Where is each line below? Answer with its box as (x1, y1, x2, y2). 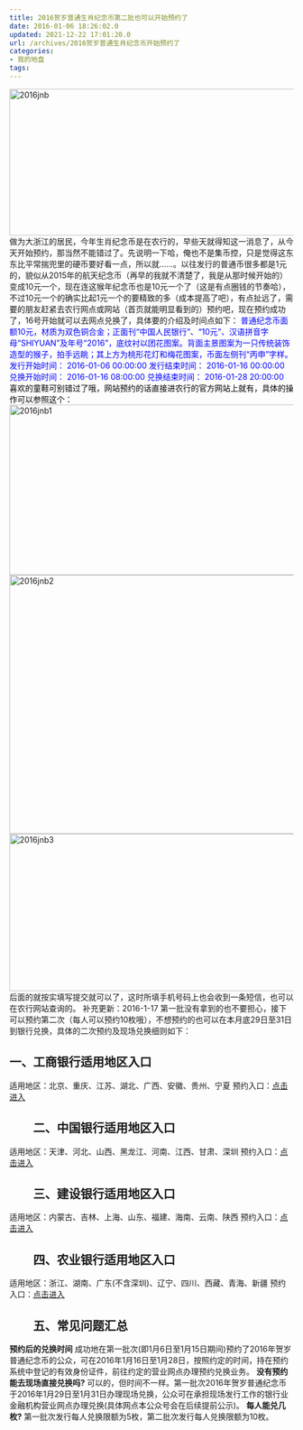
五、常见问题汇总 (32, 1318, 128, 1333)
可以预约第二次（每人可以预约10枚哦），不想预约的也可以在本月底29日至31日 (9, 1014, 293, 1025)
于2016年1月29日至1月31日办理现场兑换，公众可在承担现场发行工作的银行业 (9, 1388, 289, 1399)
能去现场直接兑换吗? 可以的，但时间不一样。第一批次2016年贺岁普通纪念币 (9, 1377, 287, 1388)
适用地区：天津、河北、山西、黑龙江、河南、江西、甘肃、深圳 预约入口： (9, 1146, 280, 1157)
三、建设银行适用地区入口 (32, 1186, 176, 1201)
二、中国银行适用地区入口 (32, 1121, 176, 1136)
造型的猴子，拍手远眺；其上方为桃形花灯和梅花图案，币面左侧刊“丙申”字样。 (9, 348, 293, 359)
